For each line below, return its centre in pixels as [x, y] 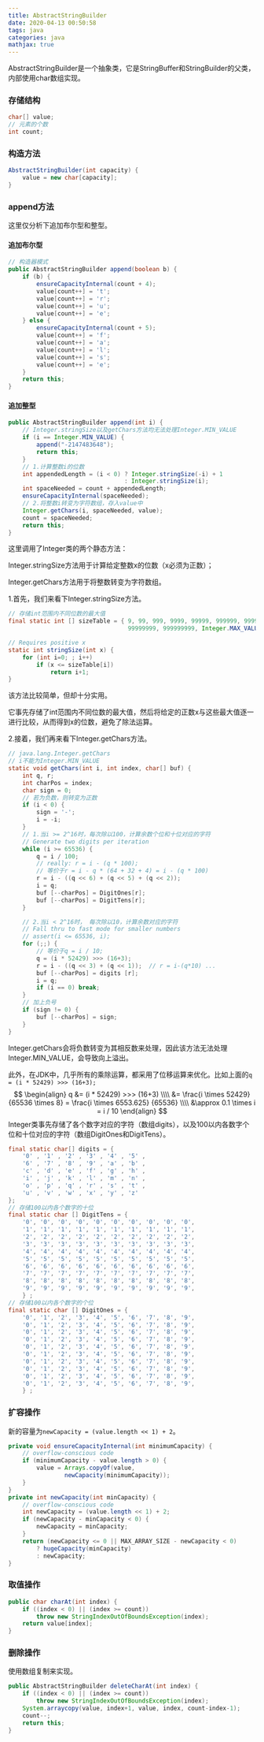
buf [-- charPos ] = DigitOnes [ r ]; [91, 893]
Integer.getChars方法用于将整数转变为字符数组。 [87, 582]
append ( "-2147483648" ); [75, 445]
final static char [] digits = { [61, 1149]
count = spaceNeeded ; [57, 518]
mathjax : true [31, 45]
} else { [37, 321]
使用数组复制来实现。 [42, 1671]
